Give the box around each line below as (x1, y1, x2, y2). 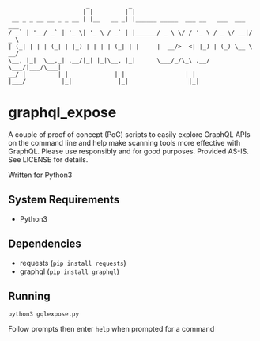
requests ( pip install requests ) (19, 258, 126, 267)
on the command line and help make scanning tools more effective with (8, 138, 241, 147)
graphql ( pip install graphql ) (19, 267, 120, 276)
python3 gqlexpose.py (8, 310, 80, 318)
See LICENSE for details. (8, 154, 89, 164)
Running (8, 289, 51, 302)
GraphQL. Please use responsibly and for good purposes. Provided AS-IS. (8, 146, 249, 156)
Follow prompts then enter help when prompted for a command (8, 324, 215, 334)
